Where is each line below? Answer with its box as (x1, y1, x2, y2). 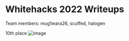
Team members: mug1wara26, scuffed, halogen (5, 20, 106, 26)
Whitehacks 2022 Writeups (5, 4, 124, 15)
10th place (5, 30, 27, 36)
